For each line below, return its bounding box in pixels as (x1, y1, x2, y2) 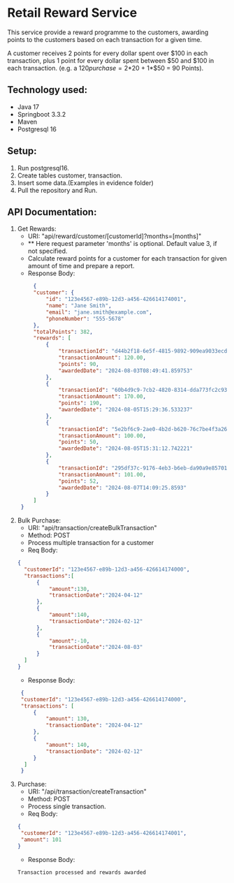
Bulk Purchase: (17, 516, 61, 525)
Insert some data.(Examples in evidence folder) (17, 178, 154, 187)
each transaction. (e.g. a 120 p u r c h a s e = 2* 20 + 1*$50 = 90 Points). (7, 64, 204, 72)
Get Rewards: (17, 225, 57, 233)
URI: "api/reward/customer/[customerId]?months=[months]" (27, 232, 202, 240)
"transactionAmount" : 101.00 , (58, 471, 147, 478)
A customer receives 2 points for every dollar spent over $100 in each (7, 49, 208, 57)
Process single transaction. (27, 802, 106, 811)
